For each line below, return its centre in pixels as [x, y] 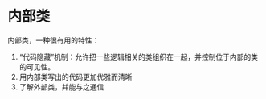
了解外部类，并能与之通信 [61, 87]
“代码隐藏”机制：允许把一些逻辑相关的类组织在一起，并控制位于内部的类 [139, 57]
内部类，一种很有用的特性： [53, 40]
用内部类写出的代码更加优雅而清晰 [76, 77]
